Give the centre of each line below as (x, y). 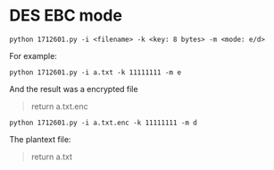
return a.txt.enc (59, 106)
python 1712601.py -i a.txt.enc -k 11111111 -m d (104, 123)
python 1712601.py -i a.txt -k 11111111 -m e (95, 72)
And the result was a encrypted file (74, 89)
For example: (33, 55)
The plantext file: (40, 139)
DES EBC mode (66, 16)
